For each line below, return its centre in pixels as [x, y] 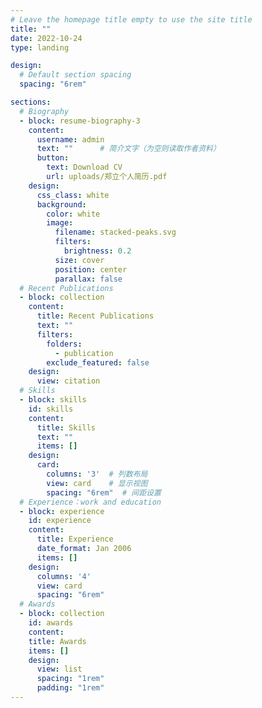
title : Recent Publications [95, 316]
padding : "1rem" [70, 688]
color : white [73, 214]
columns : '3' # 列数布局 [97, 474]
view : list [59, 669]
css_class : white [73, 195]
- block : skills [53, 400]
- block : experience [62, 511]
